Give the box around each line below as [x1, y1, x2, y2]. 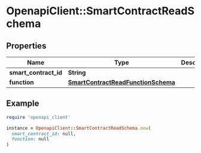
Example [6, 99, 39, 109]
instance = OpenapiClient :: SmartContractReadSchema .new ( [6, 125, 151, 131]
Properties [6, 41, 47, 51]
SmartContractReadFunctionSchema [68, 78, 175, 86]
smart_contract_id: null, [11, 130, 77, 137]
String [68, 69, 86, 76]
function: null [11, 136, 50, 142]
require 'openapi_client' [6, 114, 71, 120]
